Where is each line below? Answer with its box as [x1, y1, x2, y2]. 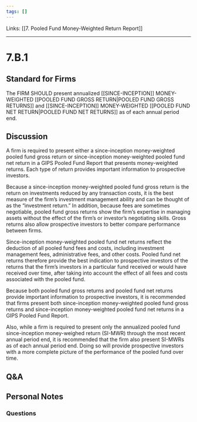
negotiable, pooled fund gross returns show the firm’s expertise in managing [6, 208, 191, 215]
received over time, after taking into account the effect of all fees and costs [6, 269, 188, 276]
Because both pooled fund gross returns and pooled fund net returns [6, 287, 173, 294]
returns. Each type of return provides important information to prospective [6, 166, 186, 173]
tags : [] [6, 8, 28, 15]
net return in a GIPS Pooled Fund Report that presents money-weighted [6, 160, 178, 167]
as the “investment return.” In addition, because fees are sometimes [6, 202, 170, 209]
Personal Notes [6, 391, 63, 402]
